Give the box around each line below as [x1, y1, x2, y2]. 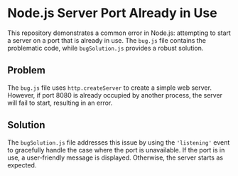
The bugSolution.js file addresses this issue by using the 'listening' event [7, 138, 230, 147]
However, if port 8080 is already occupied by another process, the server [7, 90, 222, 99]
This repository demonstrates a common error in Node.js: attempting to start [7, 29, 231, 37]
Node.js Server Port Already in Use [7, 5, 218, 21]
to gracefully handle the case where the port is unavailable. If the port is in [7, 145, 225, 154]
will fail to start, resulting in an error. [7, 98, 113, 107]
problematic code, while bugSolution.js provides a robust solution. [7, 43, 204, 52]
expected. [7, 160, 37, 169]
